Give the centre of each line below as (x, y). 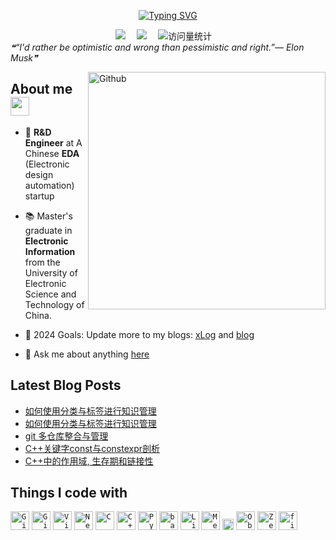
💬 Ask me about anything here (87, 354)
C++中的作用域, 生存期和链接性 (89, 461)
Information (50, 251)
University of (51, 272)
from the (42, 262)
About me (41, 89)
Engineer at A (53, 142)
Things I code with (69, 493)
